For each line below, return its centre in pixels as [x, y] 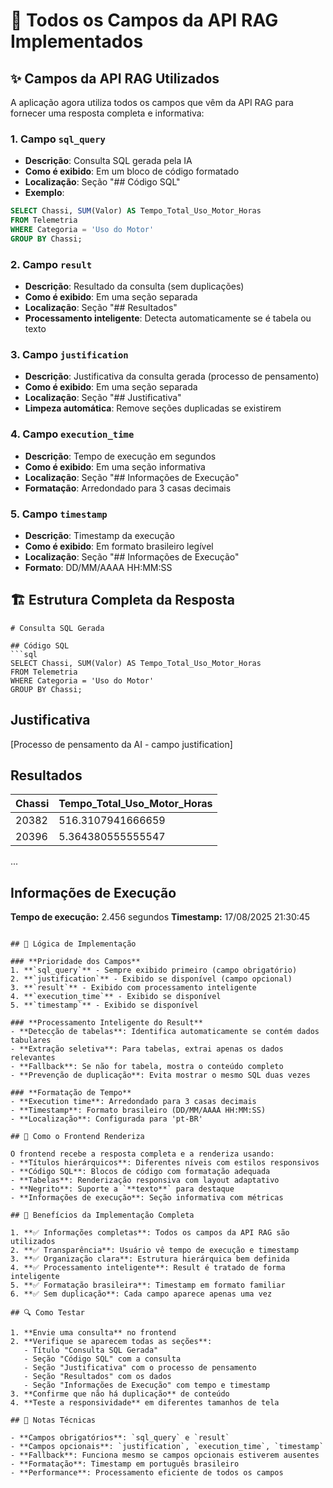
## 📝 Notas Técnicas [53, 1420]
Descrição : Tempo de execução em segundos [120, 456]
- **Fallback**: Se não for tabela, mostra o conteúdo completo [147, 1067]
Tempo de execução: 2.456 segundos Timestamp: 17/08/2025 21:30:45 [160, 917]
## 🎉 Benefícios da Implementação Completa [102, 1215]
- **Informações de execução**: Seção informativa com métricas [147, 1198]
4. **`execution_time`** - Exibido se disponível [116, 997]
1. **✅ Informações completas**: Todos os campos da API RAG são [150, 1233]
